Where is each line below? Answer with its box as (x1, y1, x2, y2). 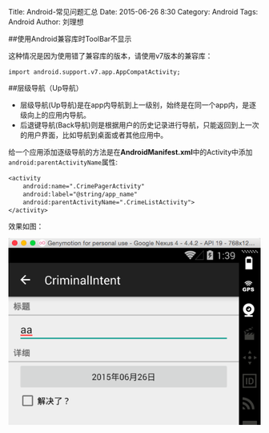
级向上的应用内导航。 (19, 111, 90, 119)
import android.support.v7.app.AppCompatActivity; (8, 68, 181, 76)
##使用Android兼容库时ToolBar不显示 (8, 34, 132, 43)
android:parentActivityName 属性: (8, 157, 118, 167)
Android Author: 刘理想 (8, 17, 84, 26)
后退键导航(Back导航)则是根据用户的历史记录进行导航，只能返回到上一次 (19, 120, 259, 130)
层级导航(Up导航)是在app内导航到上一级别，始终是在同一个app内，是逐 (19, 100, 257, 110)
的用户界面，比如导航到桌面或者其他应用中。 (19, 131, 168, 140)
